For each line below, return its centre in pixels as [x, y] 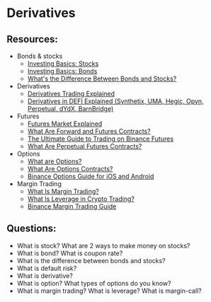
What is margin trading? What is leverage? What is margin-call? [109, 291]
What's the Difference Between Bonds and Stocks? [102, 79]
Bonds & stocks [40, 56]
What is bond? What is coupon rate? [70, 253]
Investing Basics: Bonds [62, 71]
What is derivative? [45, 275]
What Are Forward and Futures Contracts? [89, 131]
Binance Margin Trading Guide [72, 206]
